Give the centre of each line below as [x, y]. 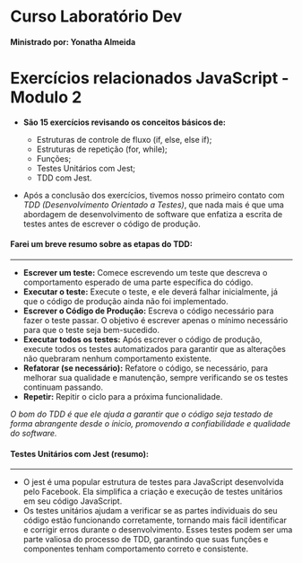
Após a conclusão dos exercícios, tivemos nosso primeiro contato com [154, 195]
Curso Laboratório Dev [96, 17]
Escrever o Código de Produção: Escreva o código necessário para [148, 311]
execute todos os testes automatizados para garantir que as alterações [154, 348]
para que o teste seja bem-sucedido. [91, 330]
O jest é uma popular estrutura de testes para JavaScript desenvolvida [154, 482]
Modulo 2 [46, 97]
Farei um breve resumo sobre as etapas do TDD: [102, 244]
